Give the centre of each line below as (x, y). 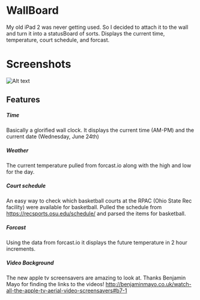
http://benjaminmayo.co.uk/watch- (148, 284)
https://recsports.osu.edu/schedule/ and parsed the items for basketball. (96, 213)
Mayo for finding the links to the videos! (55, 284)
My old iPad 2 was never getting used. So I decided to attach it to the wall (97, 27)
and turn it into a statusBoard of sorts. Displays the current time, (86, 33)
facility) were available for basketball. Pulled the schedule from (84, 207)
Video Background (30, 263)
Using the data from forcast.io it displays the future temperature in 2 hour (97, 243)
